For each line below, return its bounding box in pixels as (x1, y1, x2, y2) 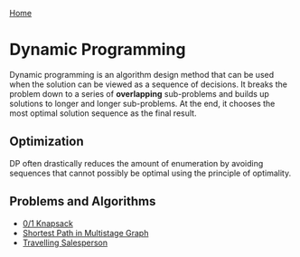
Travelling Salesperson (22, 237, 108, 248)
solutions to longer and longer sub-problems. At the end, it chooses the (9, 98, 276, 109)
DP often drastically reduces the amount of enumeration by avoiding (9, 157, 264, 168)
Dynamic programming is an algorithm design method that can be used (9, 69, 275, 80)
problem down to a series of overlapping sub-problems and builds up (9, 88, 269, 99)
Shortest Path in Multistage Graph (22, 227, 149, 238)
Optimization (9, 134, 84, 149)
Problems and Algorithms (9, 194, 156, 209)
